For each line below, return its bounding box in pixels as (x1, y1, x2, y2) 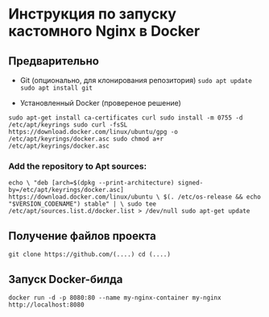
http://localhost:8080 (8, 300, 85, 309)
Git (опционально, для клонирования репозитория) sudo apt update (19, 76, 252, 85)
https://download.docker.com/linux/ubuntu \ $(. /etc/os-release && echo (8, 193, 262, 202)
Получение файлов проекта (8, 229, 157, 243)
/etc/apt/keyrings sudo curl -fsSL (8, 121, 128, 129)
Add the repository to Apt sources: (8, 161, 147, 172)
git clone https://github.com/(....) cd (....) (8, 251, 172, 259)
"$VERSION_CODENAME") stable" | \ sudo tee (8, 200, 157, 208)
